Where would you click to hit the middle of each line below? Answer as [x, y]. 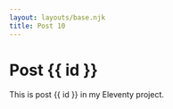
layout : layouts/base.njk [57, 17]
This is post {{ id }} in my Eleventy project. [87, 95]
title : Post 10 [37, 26]
